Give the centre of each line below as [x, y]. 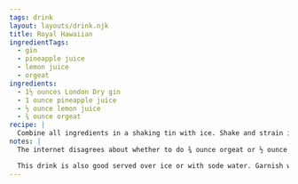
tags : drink [31, 17]
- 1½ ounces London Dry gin [69, 92]
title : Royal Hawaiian [51, 34]
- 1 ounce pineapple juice [67, 100]
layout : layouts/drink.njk [59, 26]
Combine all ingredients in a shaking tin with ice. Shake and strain [150, 133]
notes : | [25, 141]
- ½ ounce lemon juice [59, 108]
